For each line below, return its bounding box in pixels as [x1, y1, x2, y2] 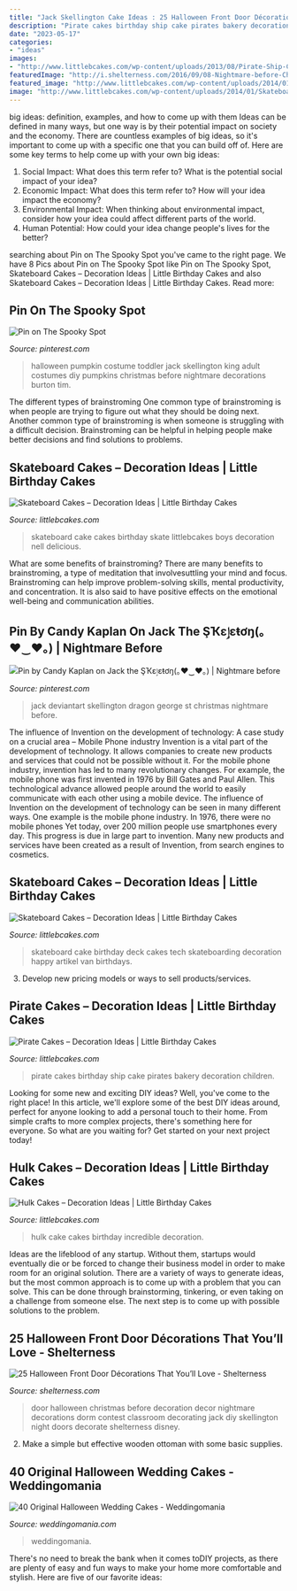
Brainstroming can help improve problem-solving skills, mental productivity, [9, 577, 285, 588]
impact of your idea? [21, 175, 97, 186]
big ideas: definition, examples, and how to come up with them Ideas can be [9, 112, 287, 122]
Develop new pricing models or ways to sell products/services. [21, 973, 252, 984]
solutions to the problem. [9, 1305, 100, 1316]
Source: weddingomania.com [9, 1519, 117, 1529]
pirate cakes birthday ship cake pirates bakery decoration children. [30, 1070, 276, 1081]
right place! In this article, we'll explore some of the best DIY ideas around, [9, 1097, 281, 1108]
